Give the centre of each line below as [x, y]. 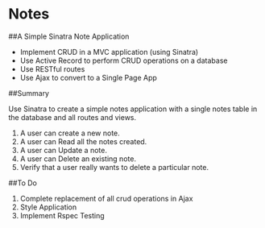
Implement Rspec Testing [62, 215]
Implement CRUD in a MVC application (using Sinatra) [109, 52]
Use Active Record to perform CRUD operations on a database [124, 60]
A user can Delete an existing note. [78, 159]
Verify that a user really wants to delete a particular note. [114, 167]
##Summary [29, 93]
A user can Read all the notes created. [83, 141]
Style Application [48, 207]
